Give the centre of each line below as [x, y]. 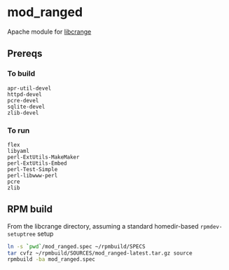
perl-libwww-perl [33, 175]
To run [19, 130]
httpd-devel [25, 94]
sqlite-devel [26, 107]
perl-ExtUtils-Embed [37, 163]
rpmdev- [211, 227]
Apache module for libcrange [49, 32]
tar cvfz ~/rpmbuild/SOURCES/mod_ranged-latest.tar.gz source [100, 253]
